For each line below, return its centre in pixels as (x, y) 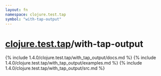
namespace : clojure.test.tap (36, 14)
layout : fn (17, 10)
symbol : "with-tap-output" (33, 19)
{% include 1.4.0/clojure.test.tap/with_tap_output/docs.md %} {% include (81, 57)
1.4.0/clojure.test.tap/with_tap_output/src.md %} (55, 68)
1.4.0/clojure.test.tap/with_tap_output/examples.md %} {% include (73, 63)
